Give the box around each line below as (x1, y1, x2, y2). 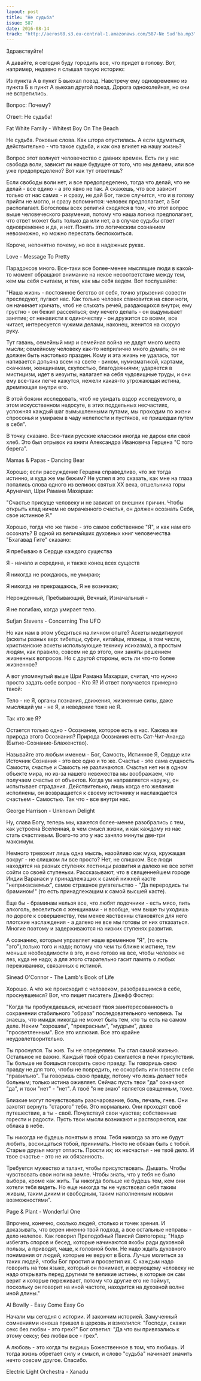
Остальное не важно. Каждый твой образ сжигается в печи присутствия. (6, 1053, 194, 1061)
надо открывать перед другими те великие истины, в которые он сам (6, 1271, 185, 1278)
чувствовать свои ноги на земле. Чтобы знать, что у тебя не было (6, 1171, 175, 1178)
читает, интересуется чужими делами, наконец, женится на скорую (6, 321, 181, 328)
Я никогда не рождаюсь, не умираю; (6, 571, 100, 578)
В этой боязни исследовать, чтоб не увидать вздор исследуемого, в (6, 395, 181, 403)
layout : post (6, 8, 39, 15)
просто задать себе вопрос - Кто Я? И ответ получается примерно (6, 679, 178, 686)
